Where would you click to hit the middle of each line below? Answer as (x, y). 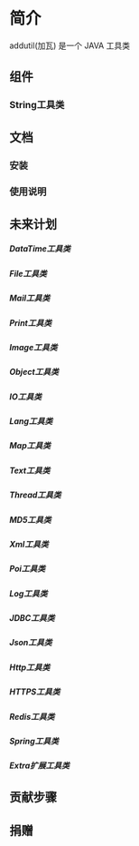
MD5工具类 (30, 519)
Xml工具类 (29, 544)
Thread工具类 (35, 495)
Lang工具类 (31, 421)
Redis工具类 (32, 716)
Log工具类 (28, 593)
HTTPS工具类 (35, 692)
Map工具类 (30, 446)
